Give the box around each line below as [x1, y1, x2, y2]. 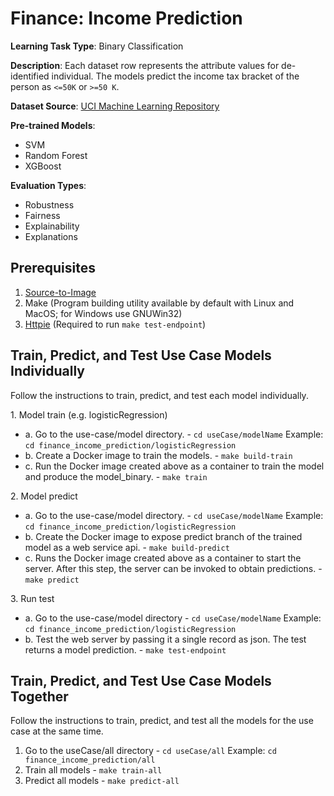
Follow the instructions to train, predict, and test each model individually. [10, 389, 309, 401]
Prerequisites [10, 260, 96, 277]
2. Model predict [10, 490, 78, 502]
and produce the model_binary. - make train [24, 470, 208, 482]
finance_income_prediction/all [24, 755, 156, 766]
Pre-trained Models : [10, 119, 96, 131]
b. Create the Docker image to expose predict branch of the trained [24, 530, 303, 542]
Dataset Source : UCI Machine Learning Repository [10, 100, 220, 112]
